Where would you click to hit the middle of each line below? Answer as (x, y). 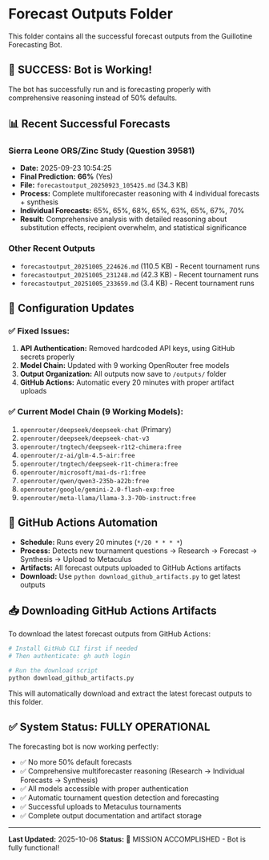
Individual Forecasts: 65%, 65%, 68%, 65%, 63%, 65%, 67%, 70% (132, 211)
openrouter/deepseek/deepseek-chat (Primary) (96, 429)
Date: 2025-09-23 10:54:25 (66, 168)
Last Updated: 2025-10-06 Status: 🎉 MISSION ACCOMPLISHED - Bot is (127, 839)
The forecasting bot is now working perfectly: (83, 746)
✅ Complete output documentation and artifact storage (111, 815)
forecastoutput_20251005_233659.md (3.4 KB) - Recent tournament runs (137, 283)
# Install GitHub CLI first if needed (73, 649)
